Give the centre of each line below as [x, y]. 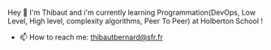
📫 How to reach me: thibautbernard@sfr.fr [91, 37]
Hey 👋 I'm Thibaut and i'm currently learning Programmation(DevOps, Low [132, 12]
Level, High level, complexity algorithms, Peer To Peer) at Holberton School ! [135, 21]
